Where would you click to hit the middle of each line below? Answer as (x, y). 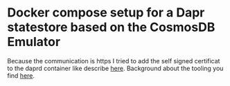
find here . (21, 75)
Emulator (34, 42)
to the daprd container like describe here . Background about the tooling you (115, 68)
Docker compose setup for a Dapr (106, 13)
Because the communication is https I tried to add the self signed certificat (114, 61)
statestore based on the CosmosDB (111, 27)
